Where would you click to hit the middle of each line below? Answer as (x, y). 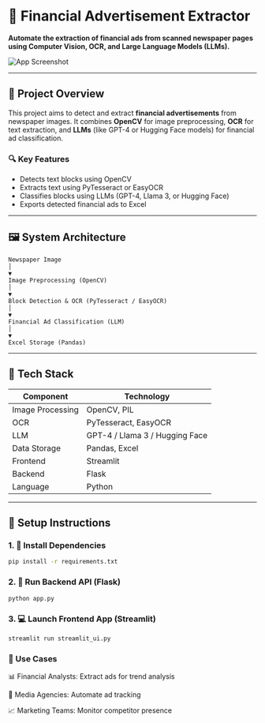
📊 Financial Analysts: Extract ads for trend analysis (91, 676)
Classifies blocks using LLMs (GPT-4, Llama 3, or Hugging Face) (125, 196)
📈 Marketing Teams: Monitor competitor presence (90, 710)
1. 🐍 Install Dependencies (57, 545)
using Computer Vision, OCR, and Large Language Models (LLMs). (119, 46)
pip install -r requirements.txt (63, 562)
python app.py (32, 598)
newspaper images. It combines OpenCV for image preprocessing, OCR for (131, 121)
